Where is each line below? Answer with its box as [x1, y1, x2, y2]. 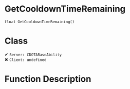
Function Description [4, 74, 92, 85]
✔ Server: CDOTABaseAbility [4, 51, 62, 57]
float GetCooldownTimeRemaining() [4, 19, 75, 24]
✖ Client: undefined [4, 57, 47, 62]
